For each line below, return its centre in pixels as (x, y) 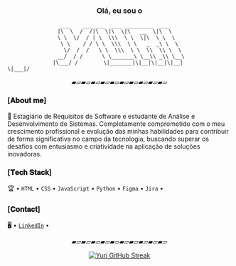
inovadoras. (25, 154)
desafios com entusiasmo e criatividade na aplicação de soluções (104, 146)
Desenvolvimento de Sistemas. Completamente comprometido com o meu (116, 124)
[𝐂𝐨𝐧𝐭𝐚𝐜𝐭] (24, 209)
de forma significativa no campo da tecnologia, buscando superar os (108, 139)
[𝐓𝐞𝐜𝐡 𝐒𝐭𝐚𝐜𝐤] (29, 172)
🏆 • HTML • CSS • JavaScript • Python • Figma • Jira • (85, 188)
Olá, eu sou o (119, 11)
